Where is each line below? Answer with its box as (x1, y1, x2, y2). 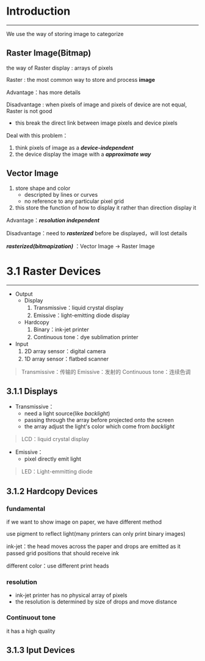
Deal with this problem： (6, 131, 68, 139)
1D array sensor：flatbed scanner (24, 355, 109, 362)
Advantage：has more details (6, 89, 81, 96)
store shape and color (15, 184, 71, 192)
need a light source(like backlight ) (24, 410, 110, 417)
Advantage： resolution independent (6, 216, 99, 224)
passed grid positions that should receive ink (6, 550, 119, 557)
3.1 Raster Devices (6, 264, 101, 278)
